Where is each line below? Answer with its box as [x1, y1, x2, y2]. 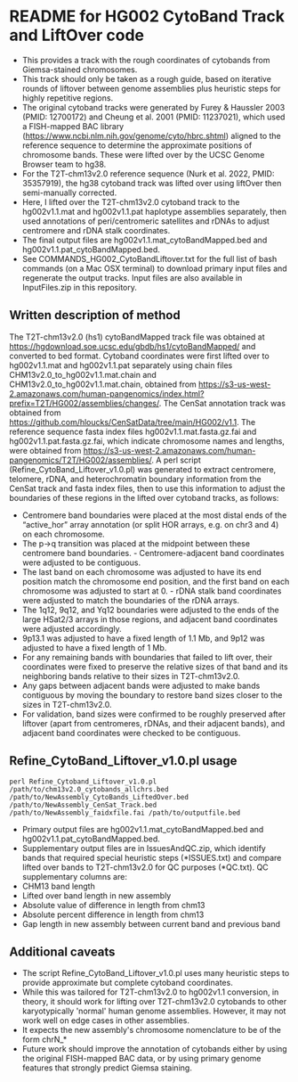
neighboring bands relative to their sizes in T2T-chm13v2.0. [21, 670, 240, 681]
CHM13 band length [21, 881, 95, 891]
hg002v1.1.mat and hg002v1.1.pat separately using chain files [9, 359, 233, 371]
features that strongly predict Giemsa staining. [21, 1062, 193, 1073]
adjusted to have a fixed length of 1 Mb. [21, 642, 167, 652]
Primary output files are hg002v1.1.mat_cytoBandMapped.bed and [21, 824, 264, 834]
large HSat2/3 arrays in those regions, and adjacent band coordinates [21, 613, 278, 625]
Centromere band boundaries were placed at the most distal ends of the [21, 510, 287, 521]
